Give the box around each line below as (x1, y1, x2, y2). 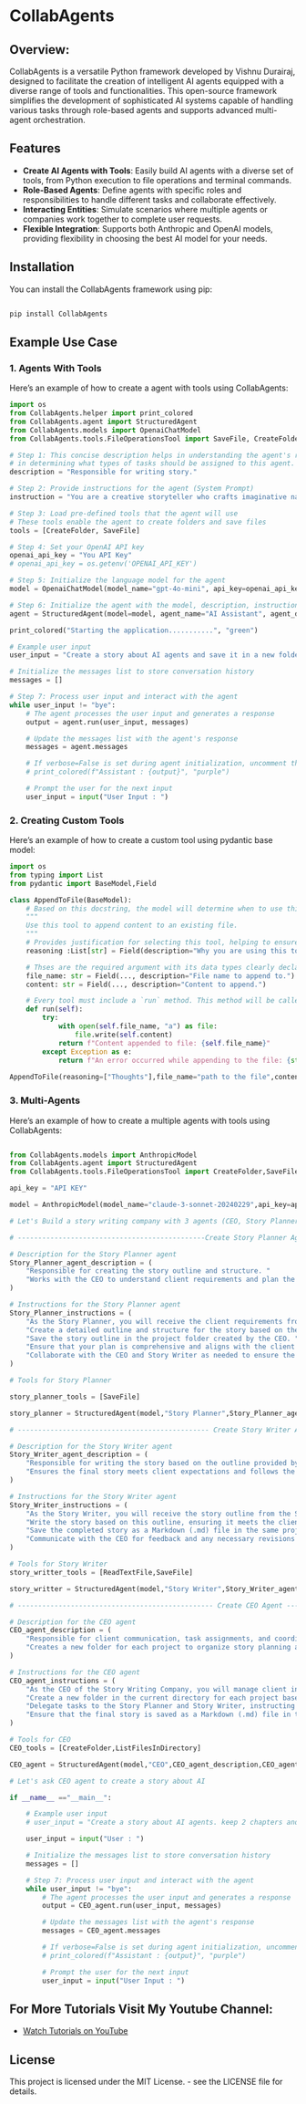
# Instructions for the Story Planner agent (9, 1300, 181, 1309)
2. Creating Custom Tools (9, 814, 125, 827)
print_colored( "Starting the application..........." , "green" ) (9, 626, 259, 635)
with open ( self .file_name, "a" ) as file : (57, 1022, 219, 1031)
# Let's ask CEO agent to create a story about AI (9, 1776, 206, 1786)
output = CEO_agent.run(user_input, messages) (42, 1901, 222, 1911)
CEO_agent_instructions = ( (9, 1676, 117, 1685)
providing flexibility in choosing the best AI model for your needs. (22, 233, 268, 244)
